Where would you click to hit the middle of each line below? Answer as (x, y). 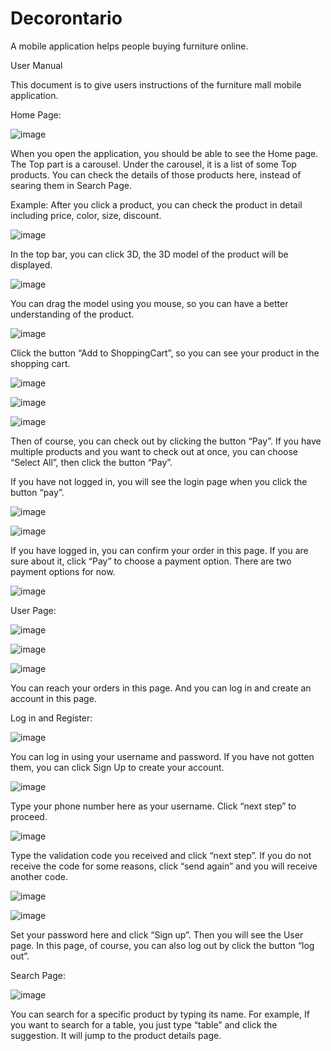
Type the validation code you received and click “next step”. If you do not (161, 855)
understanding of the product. (72, 314)
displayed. (31, 264)
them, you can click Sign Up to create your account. (117, 767)
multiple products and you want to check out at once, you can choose (154, 451)
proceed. (29, 816)
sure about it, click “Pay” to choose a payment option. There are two (151, 561)
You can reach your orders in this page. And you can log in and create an (161, 688)
